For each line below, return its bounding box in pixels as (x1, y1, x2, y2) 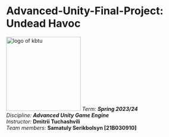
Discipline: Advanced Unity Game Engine (6, 111, 109, 119)
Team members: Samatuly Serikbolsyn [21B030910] (6, 124, 137, 131)
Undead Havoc (6, 17, 81, 30)
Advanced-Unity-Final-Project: (6, 4, 164, 18)
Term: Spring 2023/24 (82, 105, 138, 112)
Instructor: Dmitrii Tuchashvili (6, 117, 80, 125)
